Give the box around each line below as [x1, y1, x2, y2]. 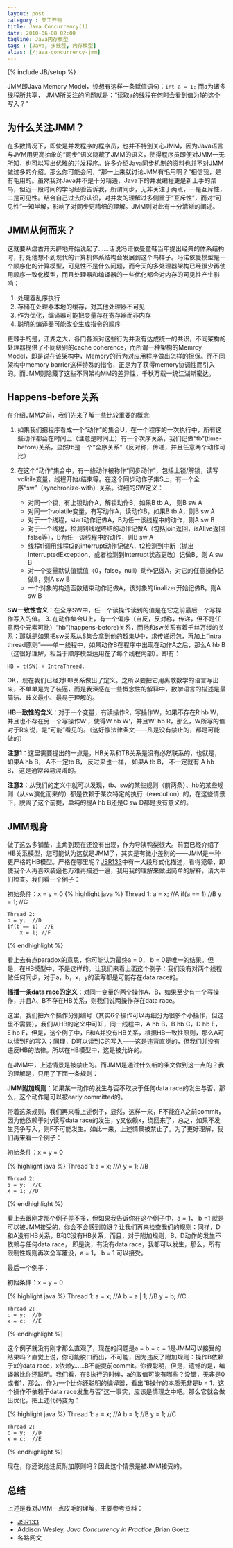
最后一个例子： [7, 1264, 50, 1272]
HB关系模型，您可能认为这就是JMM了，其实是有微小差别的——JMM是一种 [7, 849, 221, 857]
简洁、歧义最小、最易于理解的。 [7, 694, 98, 702]
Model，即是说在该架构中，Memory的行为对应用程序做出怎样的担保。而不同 [7, 352, 225, 360]
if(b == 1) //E [7, 923, 54, 930]
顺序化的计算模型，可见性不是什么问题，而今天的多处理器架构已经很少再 [12, 261, 220, 270]
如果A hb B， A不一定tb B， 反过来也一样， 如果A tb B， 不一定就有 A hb [7, 757, 215, 766]
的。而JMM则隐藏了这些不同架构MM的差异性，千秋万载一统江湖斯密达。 [7, 369, 215, 377]
